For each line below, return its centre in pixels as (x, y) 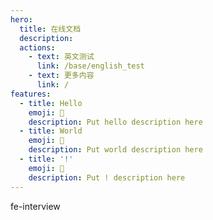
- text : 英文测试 (61, 57)
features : (31, 94)
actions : (37, 47)
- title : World (51, 131)
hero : (21, 19)
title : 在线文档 (50, 29)
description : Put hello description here (115, 122)
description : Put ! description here (107, 177)
